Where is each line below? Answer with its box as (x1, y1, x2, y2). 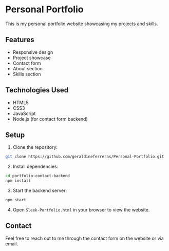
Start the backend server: (12, 187, 67, 194)
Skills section (12, 71, 41, 77)
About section (12, 65, 43, 71)
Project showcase (12, 54, 51, 61)
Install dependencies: (12, 163, 59, 170)
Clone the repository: (12, 144, 58, 150)
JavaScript (12, 110, 36, 117)
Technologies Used (5, 86, 68, 94)
